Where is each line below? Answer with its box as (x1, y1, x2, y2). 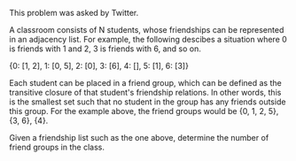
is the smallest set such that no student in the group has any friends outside (9, 96, 286, 107)
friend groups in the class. (9, 142, 105, 152)
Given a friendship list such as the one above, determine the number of (9, 133, 269, 142)
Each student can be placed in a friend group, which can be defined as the (9, 78, 282, 88)
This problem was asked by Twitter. (9, 8, 139, 18)
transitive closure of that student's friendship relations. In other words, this (9, 88, 282, 97)
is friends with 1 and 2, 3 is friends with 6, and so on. (9, 43, 201, 54)
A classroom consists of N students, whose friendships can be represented (9, 25, 284, 34)
